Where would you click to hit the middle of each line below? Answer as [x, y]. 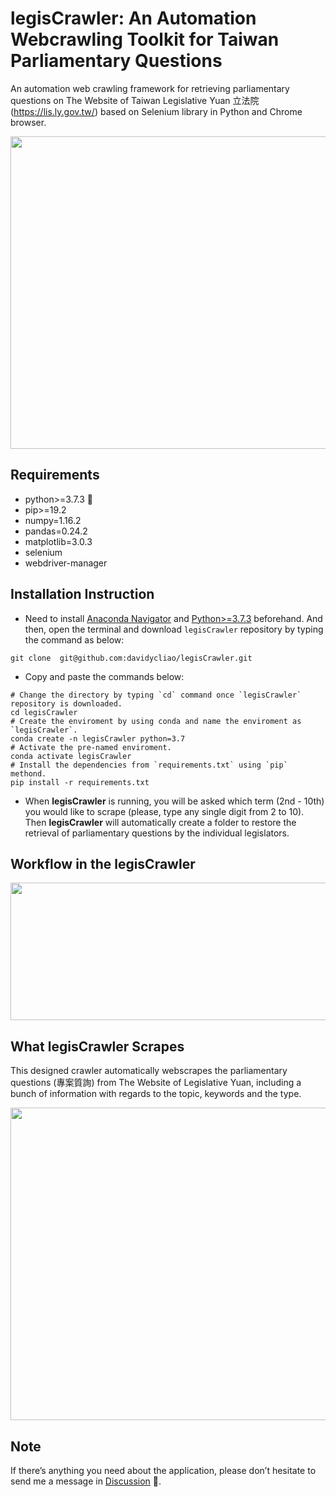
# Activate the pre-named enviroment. [91, 747]
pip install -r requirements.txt [80, 782]
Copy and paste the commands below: [104, 676]
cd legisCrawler [44, 712]
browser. [28, 122]
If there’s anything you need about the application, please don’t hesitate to [163, 1470]
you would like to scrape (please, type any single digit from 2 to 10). [164, 811]
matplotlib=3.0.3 [58, 541]
